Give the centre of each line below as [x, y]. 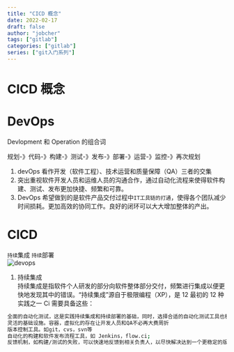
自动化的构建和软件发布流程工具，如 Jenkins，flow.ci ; [79, 336]
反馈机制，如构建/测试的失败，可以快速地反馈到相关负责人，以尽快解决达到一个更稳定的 [115, 342]
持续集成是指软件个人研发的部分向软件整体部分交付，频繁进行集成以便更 [121, 286]
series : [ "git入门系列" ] [41, 53]
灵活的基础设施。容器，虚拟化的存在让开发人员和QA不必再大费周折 [88, 323]
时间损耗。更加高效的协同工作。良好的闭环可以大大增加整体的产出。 [115, 206]
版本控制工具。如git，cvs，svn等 [50, 329]
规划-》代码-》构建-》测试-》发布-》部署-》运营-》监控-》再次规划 [104, 156]
